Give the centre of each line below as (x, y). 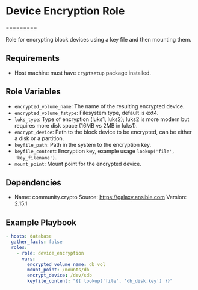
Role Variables (33, 92)
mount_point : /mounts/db (58, 270)
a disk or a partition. (39, 138)
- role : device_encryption (50, 253)
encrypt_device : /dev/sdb (60, 276)
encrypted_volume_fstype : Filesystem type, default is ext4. (86, 113)
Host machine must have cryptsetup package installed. (83, 73)
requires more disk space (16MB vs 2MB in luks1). (76, 125)
